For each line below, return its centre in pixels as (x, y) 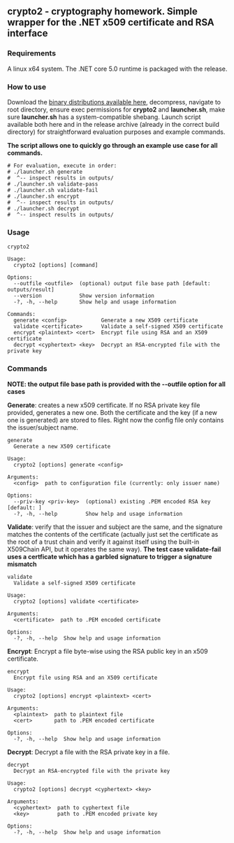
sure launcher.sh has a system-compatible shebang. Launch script (104, 117)
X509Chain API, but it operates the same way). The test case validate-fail (114, 549)
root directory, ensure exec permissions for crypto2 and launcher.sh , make (116, 109)
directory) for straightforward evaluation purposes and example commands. (116, 132)
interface (28, 33)
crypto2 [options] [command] (56, 266)
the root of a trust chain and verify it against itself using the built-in (103, 542)
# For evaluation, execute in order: (62, 165)
